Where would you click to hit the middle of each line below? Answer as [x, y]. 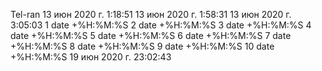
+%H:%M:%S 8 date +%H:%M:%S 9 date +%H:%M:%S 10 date [142, 46]
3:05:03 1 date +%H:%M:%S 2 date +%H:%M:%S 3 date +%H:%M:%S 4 [161, 25]
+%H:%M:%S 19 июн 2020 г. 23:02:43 [91, 57]
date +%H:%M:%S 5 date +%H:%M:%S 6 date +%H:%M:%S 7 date [151, 35]
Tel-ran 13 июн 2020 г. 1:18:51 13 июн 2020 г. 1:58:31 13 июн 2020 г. [151, 14]
